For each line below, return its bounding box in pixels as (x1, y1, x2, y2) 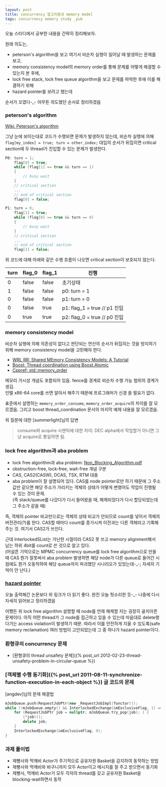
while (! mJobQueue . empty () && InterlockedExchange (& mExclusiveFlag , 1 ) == (5, 705, 163, 710)
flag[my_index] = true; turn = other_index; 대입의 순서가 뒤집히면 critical (5, 139, 157, 145)
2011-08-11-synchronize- (80, 671, 143, 678)
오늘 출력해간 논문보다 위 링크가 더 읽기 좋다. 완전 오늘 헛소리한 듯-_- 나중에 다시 (5, 592, 160, 598)
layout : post (5, 7, 32, 12)
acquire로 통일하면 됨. (22, 434, 66, 440)
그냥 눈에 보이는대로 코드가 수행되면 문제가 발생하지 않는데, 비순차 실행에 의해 (5, 133, 154, 139)
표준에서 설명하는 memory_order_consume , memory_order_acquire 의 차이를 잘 (5, 400, 153, 406)
